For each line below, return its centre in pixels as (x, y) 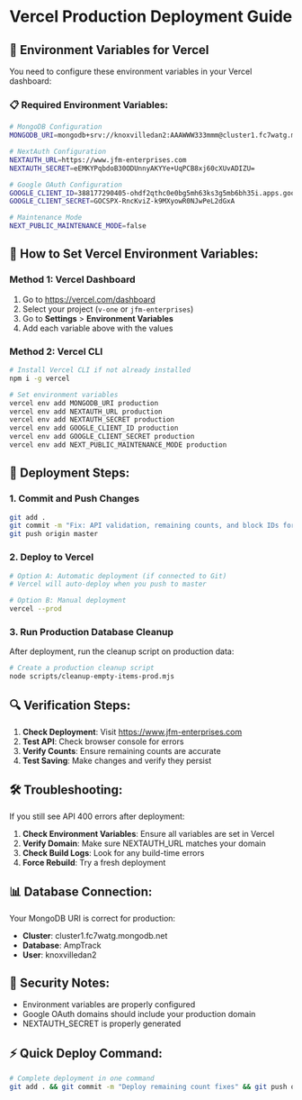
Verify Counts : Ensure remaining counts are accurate (122, 750)
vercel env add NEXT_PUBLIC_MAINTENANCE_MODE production (118, 445)
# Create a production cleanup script (82, 668)
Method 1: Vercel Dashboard (72, 279)
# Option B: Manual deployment (68, 601)
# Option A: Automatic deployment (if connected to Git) (118, 576)
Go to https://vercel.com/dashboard (89, 299)
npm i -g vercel (40, 378)
